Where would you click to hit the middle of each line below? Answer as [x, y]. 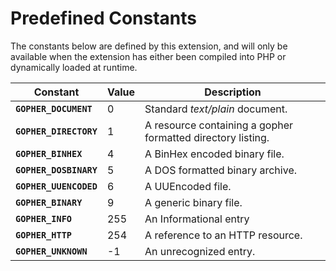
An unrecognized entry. [200, 251]
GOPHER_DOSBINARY [56, 170]
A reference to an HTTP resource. [223, 235]
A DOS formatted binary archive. [221, 170]
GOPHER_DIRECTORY [56, 131]
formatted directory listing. [207, 137]
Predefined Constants [104, 18]
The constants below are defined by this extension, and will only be [149, 46]
